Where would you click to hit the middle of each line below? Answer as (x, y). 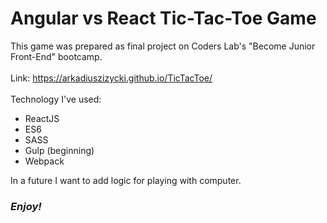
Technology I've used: (56, 99)
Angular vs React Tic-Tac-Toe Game (163, 18)
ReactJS (42, 118)
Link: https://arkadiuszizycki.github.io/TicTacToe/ (111, 78)
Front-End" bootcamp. (56, 56)
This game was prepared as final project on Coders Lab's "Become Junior (163, 46)
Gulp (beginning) (59, 150)
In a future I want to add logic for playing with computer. (126, 180)
